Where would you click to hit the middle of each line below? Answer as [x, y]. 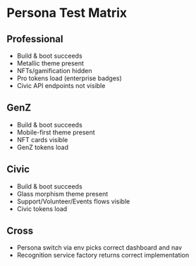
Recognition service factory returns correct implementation [103, 255]
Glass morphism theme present [62, 194]
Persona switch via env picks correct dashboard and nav [99, 248]
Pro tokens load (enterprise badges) [69, 78]
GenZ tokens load [42, 147]
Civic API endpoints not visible [61, 85]
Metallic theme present [50, 63]
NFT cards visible [42, 139]
